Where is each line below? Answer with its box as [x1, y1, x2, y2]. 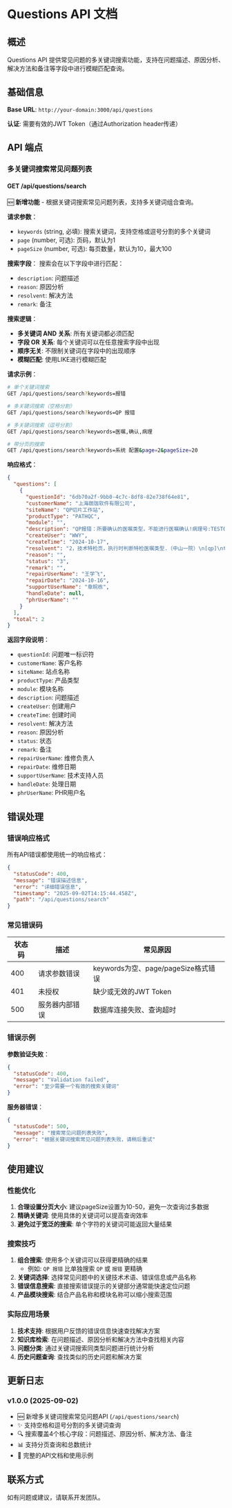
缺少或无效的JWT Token [93, 987, 172, 997]
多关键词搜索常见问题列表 [7, 164, 93, 174]
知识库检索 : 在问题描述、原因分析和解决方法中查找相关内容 [17, 1335, 184, 1343]
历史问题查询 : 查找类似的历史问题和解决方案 [17, 1352, 142, 1361]
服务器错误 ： [7, 1103, 43, 1111]
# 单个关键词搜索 [7, 384, 50, 391]
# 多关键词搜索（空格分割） [7, 403, 76, 410]
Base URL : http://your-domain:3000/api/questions [7, 105, 153, 113]
